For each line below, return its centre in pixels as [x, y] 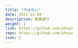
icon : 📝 [13, 38]
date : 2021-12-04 [23, 14]
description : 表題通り [27, 19]
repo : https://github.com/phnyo [39, 33]
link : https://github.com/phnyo [39, 28]
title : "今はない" [23, 10]
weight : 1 [16, 24]
